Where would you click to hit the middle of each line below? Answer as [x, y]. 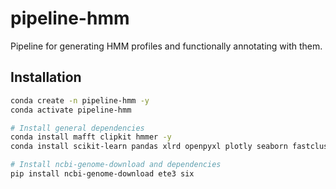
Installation [46, 77]
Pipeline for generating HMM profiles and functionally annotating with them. [166, 46]
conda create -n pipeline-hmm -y [80, 100]
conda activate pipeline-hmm [71, 110]
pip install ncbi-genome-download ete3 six [102, 174]
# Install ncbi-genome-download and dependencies [116, 165]
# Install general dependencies [77, 128]
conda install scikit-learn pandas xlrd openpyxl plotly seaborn [149, 147]
